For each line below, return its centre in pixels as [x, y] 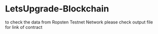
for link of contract [24, 27]
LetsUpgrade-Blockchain [57, 9]
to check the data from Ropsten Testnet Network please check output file [79, 22]
